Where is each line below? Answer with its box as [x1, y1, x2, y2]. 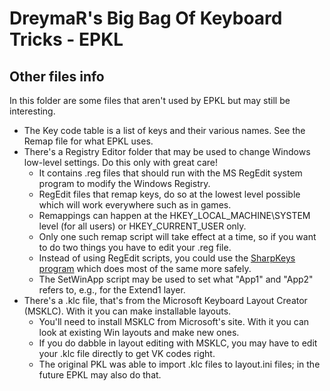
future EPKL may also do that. [38, 369, 162, 381]
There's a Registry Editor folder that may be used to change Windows [23, 146, 311, 157]
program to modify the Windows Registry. [38, 178, 211, 189]
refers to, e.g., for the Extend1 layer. [38, 284, 186, 296]
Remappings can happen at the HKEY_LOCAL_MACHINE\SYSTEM [38, 210, 311, 221]
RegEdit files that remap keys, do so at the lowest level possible [38, 188, 301, 200]
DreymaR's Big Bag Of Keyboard [9, 7, 283, 30]
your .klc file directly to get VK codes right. [38, 348, 216, 359]
